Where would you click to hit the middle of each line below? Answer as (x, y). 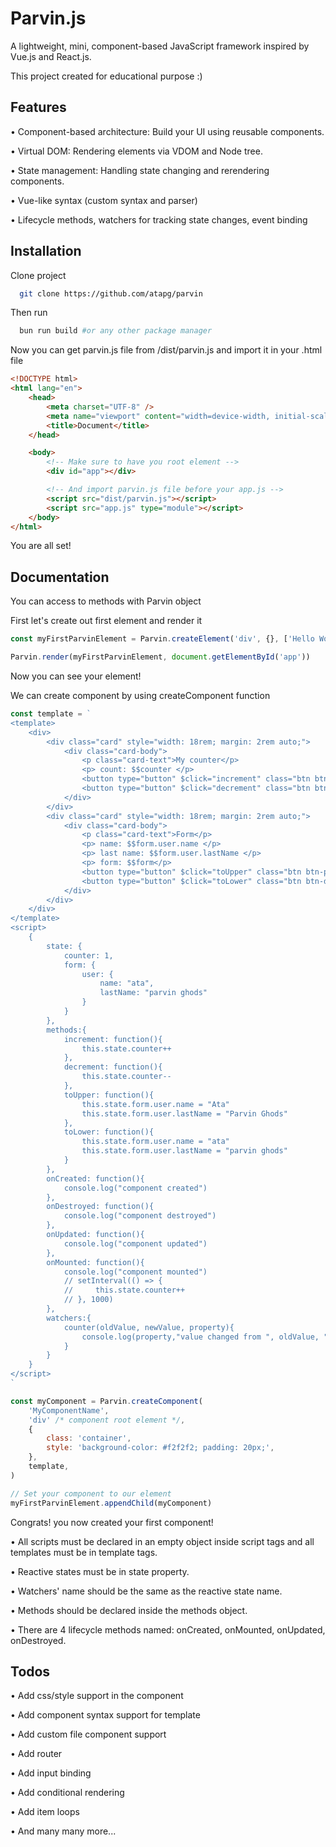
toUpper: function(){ (109, 1095)
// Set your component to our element (91, 1493)
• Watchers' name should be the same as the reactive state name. (146, 1591)
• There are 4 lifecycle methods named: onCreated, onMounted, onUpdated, (168, 1629)
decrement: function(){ (113, 1067)
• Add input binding (51, 1773)
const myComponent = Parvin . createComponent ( (106, 1401)
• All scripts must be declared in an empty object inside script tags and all (162, 1541)
